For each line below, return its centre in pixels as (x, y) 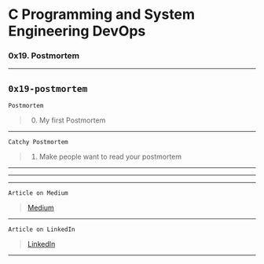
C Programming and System (101, 15)
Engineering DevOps (77, 31)
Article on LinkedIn (42, 229)
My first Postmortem (72, 120)
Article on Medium (38, 193)
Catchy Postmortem (38, 142)
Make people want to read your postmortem (110, 157)
